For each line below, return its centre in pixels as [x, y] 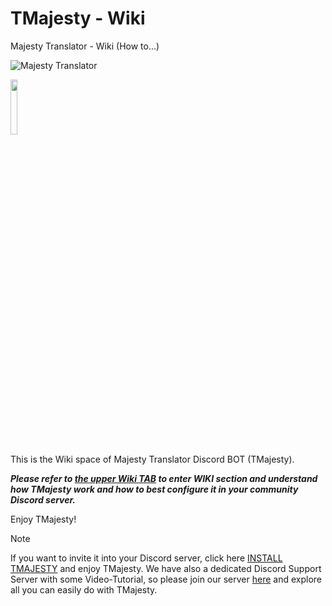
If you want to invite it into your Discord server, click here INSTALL [146, 558]
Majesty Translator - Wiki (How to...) [85, 46]
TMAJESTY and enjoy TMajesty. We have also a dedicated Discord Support [166, 568]
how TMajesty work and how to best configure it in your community [154, 489]
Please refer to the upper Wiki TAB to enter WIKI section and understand [164, 478]
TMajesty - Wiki [78, 18]
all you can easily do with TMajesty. [84, 589]
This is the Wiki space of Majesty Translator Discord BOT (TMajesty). [152, 459]
